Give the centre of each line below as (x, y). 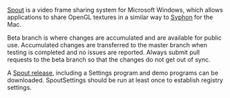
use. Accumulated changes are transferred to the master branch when (107, 45)
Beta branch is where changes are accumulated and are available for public (115, 38)
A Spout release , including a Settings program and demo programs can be (113, 73)
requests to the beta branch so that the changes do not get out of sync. (109, 60)
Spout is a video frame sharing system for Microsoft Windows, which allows (115, 10)
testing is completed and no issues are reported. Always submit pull (104, 52)
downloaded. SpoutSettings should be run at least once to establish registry (115, 80)
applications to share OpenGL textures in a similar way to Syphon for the (110, 17)
